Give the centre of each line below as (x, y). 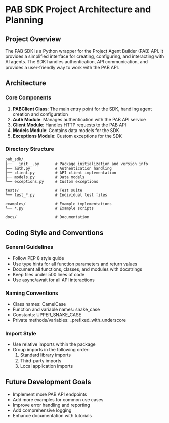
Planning (24, 20)
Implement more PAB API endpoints (50, 394)
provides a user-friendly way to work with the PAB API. (62, 67)
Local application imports (47, 366)
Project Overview (33, 39)
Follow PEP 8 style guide (38, 258)
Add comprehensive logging (42, 410)
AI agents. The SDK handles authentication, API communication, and (77, 62)
